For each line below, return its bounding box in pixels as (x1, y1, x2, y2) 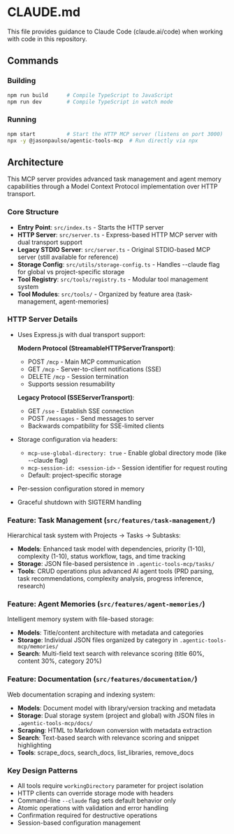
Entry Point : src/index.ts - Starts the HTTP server (17, 223, 164, 231)
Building (7, 76, 36, 86)
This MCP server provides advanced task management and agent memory (7, 175, 222, 184)
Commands (7, 55, 59, 67)
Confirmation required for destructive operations (17, 811, 158, 820)
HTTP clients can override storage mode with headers (17, 789, 174, 798)
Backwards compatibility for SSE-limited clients (27, 422, 164, 430)
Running (7, 114, 37, 124)
